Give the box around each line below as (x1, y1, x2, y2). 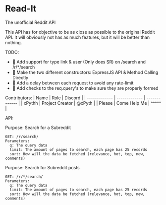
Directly (12, 74, 29, 80)
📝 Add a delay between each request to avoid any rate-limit (12, 80, 134, 86)
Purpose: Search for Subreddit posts (5, 164, 80, 170)
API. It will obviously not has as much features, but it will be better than (5, 34, 150, 40)
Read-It (5, 3, 37, 14)
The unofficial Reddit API (5, 19, 56, 25)
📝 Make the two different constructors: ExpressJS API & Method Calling (12, 69, 159, 75)
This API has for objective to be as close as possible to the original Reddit (5, 29, 155, 35)
